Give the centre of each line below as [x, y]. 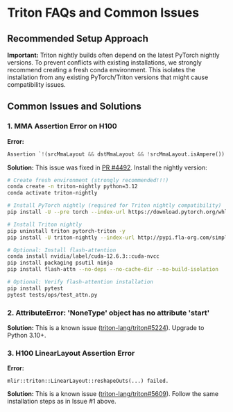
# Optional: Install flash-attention [62, 250]
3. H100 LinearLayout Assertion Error [71, 353]
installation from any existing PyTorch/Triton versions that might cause [108, 77]
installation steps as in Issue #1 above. [62, 402]
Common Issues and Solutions [75, 107]
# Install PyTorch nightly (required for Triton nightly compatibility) [114, 206]
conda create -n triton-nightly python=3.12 [72, 187]
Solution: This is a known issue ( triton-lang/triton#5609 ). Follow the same [113, 394]
